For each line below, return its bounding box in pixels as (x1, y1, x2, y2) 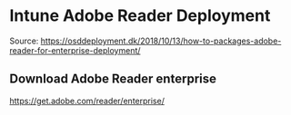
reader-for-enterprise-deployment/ (9, 44, 141, 55)
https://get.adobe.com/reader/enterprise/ (9, 95, 166, 106)
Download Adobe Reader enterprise (9, 72, 216, 87)
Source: (9, 35, 39, 46)
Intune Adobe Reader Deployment (9, 5, 271, 26)
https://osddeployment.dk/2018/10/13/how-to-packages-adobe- (40, 35, 282, 46)
